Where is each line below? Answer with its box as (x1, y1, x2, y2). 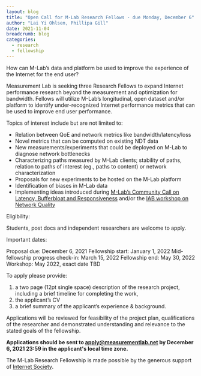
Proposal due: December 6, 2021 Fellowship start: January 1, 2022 (6, 247, 170, 255)
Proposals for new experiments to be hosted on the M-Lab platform (14, 175, 182, 183)
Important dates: (6, 236, 47, 243)
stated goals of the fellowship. (6, 327, 81, 334)
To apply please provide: (6, 272, 67, 279)
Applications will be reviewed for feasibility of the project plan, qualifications (6, 314, 195, 321)
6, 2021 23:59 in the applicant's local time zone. (6, 345, 128, 352)
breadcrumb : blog (6, 31, 50, 37)
